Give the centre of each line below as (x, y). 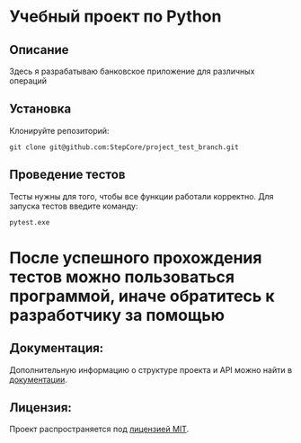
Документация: (57, 348)
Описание (39, 50)
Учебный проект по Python (115, 17)
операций (28, 81)
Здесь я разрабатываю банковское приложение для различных (132, 71)
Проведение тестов (67, 175)
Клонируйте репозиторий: (59, 130)
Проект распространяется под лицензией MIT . (99, 430)
